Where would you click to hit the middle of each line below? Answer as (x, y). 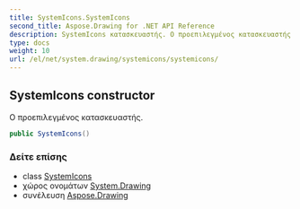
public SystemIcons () (50, 134)
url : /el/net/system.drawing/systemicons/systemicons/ (114, 59)
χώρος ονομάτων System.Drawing (86, 186)
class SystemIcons (57, 176)
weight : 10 (30, 51)
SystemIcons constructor (82, 96)
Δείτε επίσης (38, 156)
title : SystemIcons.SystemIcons (70, 17)
